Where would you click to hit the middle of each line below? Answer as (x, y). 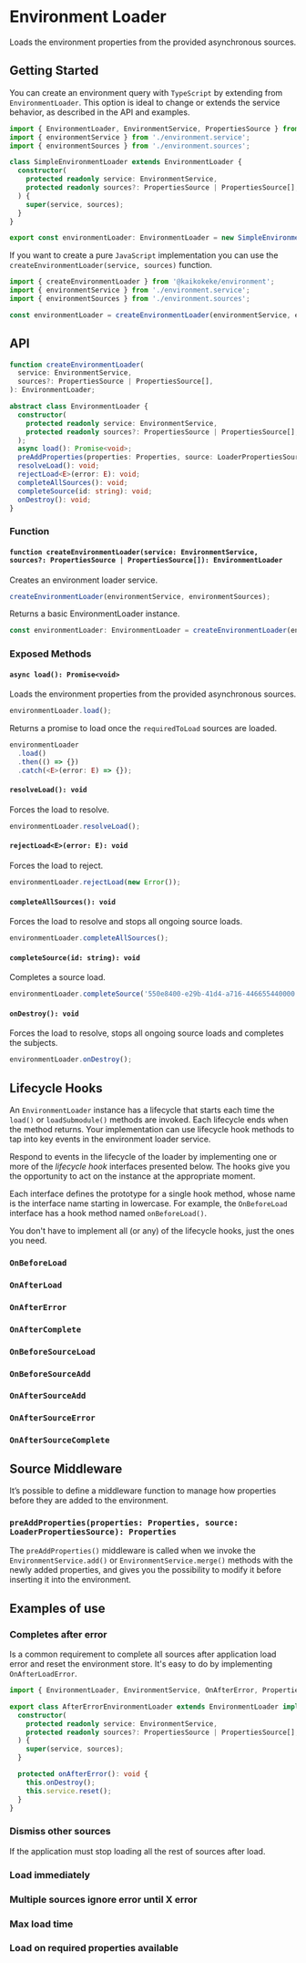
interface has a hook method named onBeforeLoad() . (108, 1214)
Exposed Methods (51, 654)
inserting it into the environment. (71, 1580)
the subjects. (34, 1043)
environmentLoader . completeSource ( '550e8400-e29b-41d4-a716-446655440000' (154, 994)
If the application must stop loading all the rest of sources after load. (138, 1851)
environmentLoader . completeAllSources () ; (89, 938)
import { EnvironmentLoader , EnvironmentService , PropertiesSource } (144, 129)
